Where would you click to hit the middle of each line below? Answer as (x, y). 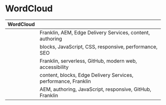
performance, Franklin (65, 81)
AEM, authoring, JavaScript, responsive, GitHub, (95, 89)
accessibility (54, 67)
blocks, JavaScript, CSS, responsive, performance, (98, 46)
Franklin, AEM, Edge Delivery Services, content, (95, 33)
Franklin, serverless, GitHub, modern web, (88, 61)
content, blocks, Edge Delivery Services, (86, 75)
